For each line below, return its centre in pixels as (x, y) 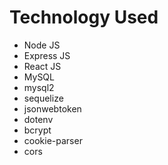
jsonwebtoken (52, 108)
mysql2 (39, 87)
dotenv (38, 119)
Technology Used (84, 17)
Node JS (42, 45)
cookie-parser (53, 140)
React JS (42, 66)
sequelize (43, 98)
